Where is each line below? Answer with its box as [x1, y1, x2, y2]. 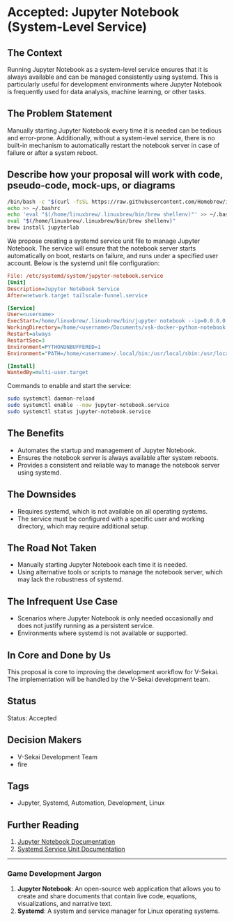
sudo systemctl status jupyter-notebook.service [7, 408, 151, 415]
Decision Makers [7, 734, 82, 746]
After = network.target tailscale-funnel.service [7, 292, 148, 299]
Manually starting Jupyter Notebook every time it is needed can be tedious [7, 126, 221, 135]
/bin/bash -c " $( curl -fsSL [7, 198, 89, 205]
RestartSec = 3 [7, 336, 45, 344]
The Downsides [7, 489, 77, 500]
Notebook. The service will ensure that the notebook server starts [7, 244, 196, 252]
